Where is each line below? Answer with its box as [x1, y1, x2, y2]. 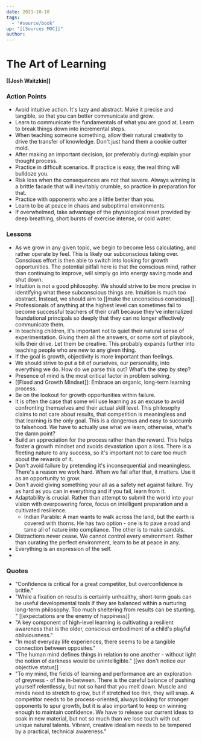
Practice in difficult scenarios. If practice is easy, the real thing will [14, 164, 180, 171]
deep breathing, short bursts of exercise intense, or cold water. [14, 215, 172, 222]
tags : [6, 14, 20, 21]
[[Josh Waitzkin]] [6, 77, 51, 84]
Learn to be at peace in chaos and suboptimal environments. [14, 202, 166, 209]
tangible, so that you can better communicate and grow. [14, 112, 154, 119]
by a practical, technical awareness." [14, 728, 107, 735]
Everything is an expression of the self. [14, 545, 112, 552]
